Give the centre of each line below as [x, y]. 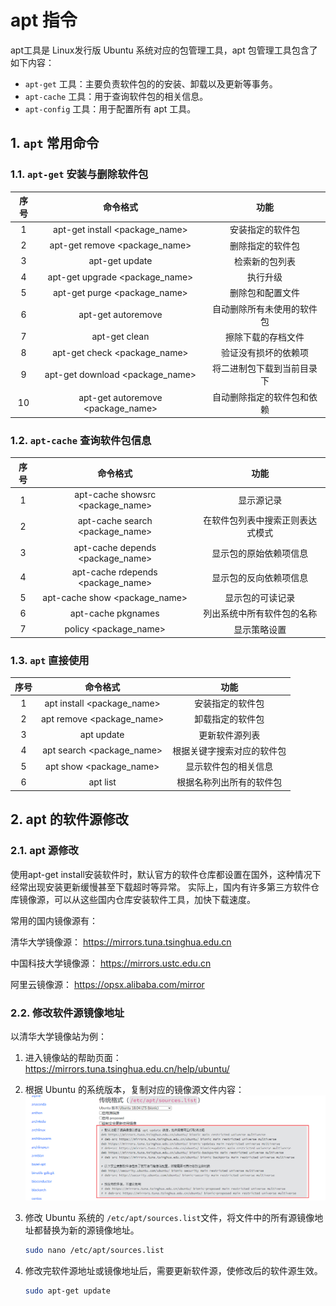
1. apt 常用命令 [55, 143]
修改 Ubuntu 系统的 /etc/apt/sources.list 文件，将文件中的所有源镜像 [169, 1218]
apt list [102, 782]
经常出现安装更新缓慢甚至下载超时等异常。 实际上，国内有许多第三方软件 [160, 887]
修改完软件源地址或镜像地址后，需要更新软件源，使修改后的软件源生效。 [173, 1271]
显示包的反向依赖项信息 [260, 577]
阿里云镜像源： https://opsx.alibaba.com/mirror [107, 984]
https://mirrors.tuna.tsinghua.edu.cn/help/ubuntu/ [127, 1068]
